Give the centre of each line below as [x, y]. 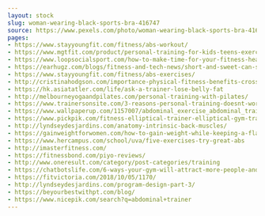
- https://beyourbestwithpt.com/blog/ [71, 192]
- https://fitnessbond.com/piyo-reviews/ [77, 155]
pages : [18, 38]
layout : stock [31, 15]
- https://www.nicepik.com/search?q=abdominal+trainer [100, 199]
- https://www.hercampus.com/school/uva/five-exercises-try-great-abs [126, 140]
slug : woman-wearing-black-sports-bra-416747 [83, 23]
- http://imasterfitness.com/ [57, 148]
